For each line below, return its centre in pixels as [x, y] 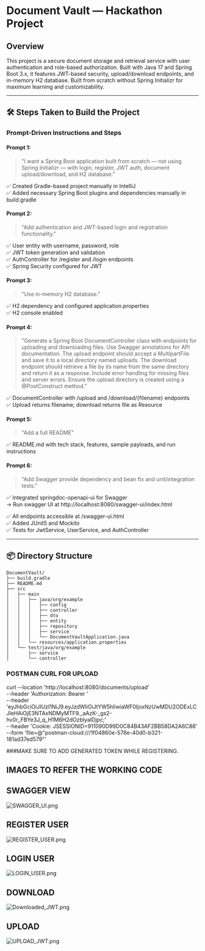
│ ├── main [23, 594]
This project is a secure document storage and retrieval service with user [98, 61]
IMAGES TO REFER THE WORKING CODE [85, 770]
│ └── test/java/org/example [46, 648]
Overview [25, 46]
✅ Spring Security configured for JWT [54, 266]
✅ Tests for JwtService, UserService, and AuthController [78, 530]
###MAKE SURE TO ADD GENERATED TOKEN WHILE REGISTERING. [92, 751]
